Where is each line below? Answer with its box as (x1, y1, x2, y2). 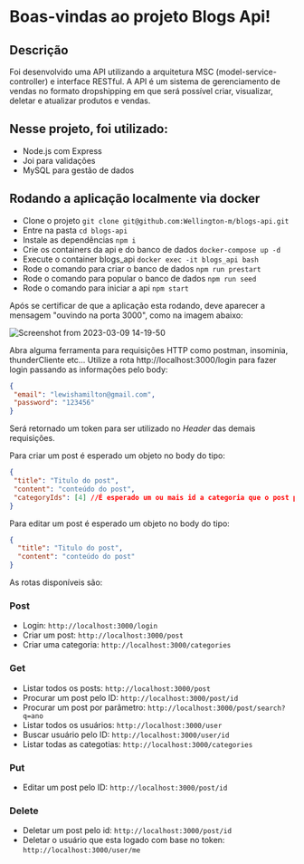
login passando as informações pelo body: (9, 364, 168, 375)
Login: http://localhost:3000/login (22, 620, 158, 631)
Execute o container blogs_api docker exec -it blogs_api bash (22, 254, 260, 264)
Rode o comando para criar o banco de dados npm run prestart (22, 263, 261, 274)
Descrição (9, 43, 69, 58)
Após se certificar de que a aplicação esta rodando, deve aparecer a (9, 300, 265, 311)
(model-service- (215, 66, 278, 77)
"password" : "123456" (13, 398, 95, 408)
